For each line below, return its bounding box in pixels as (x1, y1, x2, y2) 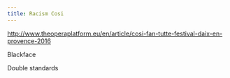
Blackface (7, 50, 36, 58)
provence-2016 (7, 36, 51, 45)
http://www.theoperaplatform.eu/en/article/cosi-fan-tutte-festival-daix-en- (7, 29, 223, 38)
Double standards (7, 63, 59, 72)
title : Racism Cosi (7, 10, 64, 17)
